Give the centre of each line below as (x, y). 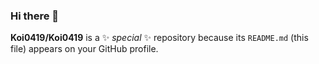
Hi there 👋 (35, 16)
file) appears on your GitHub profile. (84, 49)
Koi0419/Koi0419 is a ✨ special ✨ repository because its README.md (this (159, 38)
